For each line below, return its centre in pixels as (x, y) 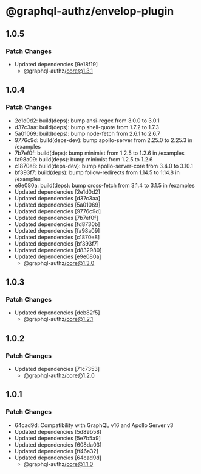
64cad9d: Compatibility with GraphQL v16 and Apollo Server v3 (94, 425)
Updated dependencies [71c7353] (57, 369)
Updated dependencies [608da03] (58, 444)
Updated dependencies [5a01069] (57, 205)
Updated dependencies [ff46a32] (56, 451)
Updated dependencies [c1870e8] (57, 237)
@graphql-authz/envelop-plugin (90, 11)
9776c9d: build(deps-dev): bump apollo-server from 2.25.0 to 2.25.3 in (103, 140)
